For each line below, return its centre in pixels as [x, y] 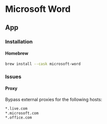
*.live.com [16, 108]
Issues [13, 76]
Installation [19, 42]
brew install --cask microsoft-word [43, 64]
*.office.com [19, 118]
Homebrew [17, 54]
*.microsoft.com [22, 113]
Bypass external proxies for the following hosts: [54, 99]
